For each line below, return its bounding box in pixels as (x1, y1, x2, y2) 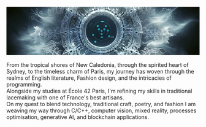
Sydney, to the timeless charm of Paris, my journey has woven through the (6, 68, 194, 75)
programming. (6, 81, 42, 88)
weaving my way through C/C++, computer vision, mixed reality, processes (6, 107, 197, 114)
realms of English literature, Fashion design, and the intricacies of (6, 74, 172, 82)
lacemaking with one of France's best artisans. (6, 94, 124, 101)
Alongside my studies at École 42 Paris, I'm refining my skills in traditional (6, 87, 193, 94)
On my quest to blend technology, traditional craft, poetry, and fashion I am (6, 101, 196, 107)
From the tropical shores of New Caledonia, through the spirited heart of (6, 61, 189, 68)
